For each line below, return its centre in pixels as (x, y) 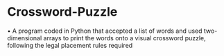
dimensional (25, 38)
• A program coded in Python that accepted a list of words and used (105, 31)
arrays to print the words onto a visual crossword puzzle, (124, 38)
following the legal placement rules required (70, 45)
